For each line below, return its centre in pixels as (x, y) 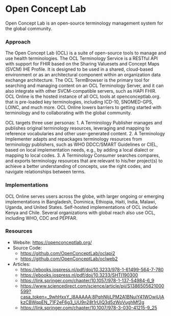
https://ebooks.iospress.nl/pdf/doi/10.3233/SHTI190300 (79, 275)
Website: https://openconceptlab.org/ (52, 242)
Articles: (21, 264)
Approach (18, 41)
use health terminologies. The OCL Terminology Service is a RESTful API (82, 58)
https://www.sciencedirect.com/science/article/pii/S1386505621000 (92, 286)
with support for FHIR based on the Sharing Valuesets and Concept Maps (82, 64)
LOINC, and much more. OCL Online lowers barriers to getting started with (83, 108)
